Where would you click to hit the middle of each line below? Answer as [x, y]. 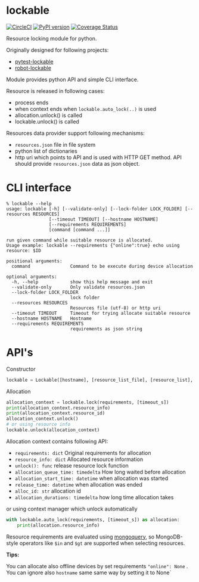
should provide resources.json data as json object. [77, 163]
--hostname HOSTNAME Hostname [52, 318]
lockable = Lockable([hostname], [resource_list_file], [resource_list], [100, 380]
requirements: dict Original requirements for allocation [83, 453]
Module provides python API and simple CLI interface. [72, 79]
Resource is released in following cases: [55, 91]
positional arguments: [34, 261]
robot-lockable [33, 68]
